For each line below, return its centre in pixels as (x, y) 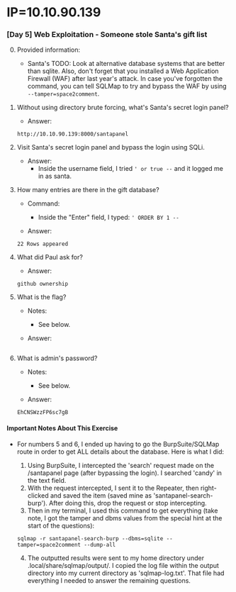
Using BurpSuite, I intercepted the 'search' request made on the (120, 465)
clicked (38, 495)
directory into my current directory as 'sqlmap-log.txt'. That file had (126, 573)
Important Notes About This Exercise (62, 428)
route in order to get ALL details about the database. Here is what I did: (120, 452)
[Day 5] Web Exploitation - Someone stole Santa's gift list (107, 35)
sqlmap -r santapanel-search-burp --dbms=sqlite (90, 538)
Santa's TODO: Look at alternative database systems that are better (126, 64)
